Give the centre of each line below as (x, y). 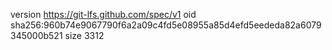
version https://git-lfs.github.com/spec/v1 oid (103, 14)
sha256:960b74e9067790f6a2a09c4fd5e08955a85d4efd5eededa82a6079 (166, 25)
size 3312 (84, 35)
